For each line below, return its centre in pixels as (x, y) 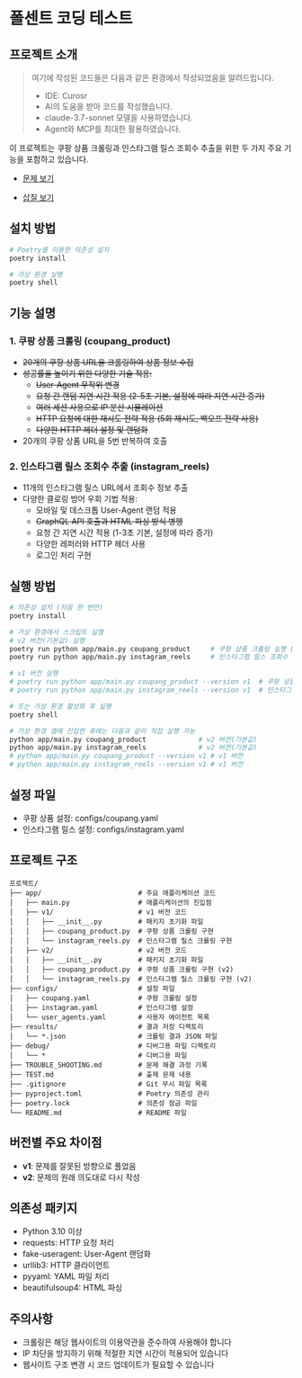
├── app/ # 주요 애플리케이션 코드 (113, 893)
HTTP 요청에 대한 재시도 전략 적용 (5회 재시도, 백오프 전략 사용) (147, 418)
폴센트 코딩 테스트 (71, 18)
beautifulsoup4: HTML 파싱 (72, 1288)
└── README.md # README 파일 (98, 1113)
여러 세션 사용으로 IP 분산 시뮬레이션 (99, 407)
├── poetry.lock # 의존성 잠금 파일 (103, 1103)
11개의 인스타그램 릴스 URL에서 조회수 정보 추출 (105, 488)
